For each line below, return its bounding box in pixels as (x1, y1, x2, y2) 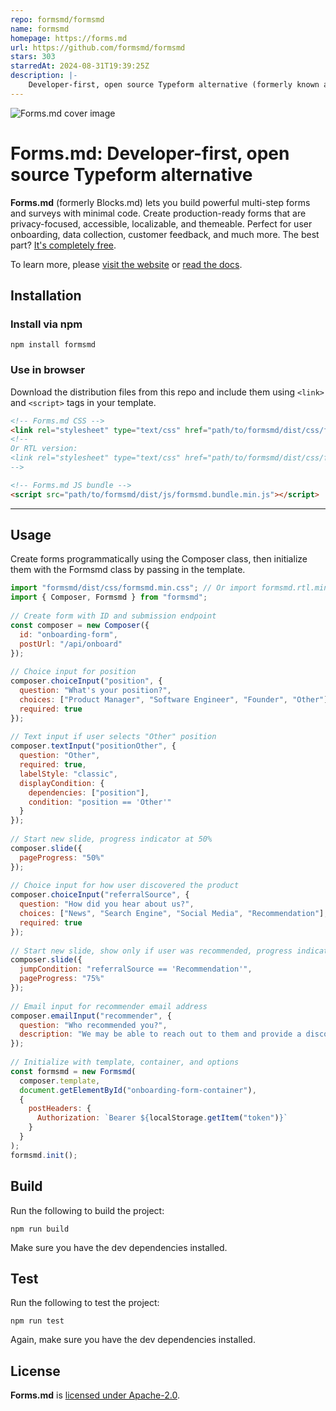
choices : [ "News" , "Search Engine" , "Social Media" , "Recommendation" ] (19, 909, 325, 919)
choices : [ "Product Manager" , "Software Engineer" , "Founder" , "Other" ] (19, 694, 329, 705)
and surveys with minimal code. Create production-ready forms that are (10, 207, 307, 219)
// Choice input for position (10, 667, 137, 677)
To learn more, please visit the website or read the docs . (10, 258, 243, 270)
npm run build (10, 1224, 70, 1234)
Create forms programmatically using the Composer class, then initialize (10, 553, 308, 565)
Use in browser (10, 363, 86, 377)
